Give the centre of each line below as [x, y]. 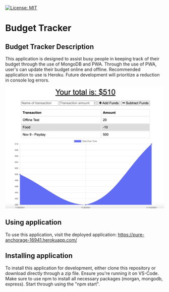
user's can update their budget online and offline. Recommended [73, 69]
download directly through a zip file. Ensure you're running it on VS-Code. [82, 273]
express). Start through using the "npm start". [52, 284]
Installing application [39, 256]
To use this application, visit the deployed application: [61, 235]
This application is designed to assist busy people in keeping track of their [82, 59]
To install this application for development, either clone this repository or [80, 268]
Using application [34, 222]
